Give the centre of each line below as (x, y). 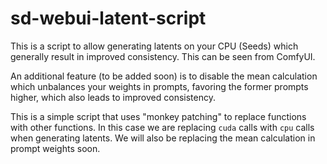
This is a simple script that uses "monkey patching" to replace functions (158, 116)
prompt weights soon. (55, 148)
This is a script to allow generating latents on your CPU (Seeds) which (154, 46)
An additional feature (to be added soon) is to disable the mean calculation (164, 76)
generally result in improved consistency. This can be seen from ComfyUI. (163, 56)
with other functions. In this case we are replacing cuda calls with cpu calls (162, 127)
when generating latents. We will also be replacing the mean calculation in (163, 138)
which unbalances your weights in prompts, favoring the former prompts (159, 86)
